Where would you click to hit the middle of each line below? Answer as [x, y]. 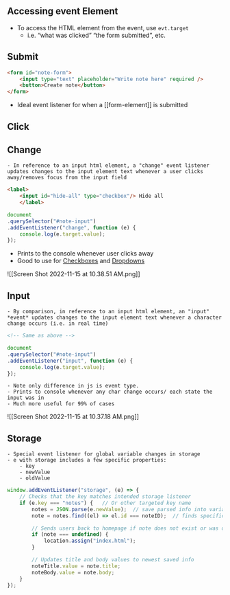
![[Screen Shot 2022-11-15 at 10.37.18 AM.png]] [73, 417]
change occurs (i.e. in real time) [58, 324]
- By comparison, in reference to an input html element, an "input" [108, 312]
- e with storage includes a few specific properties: [87, 460]
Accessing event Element [63, 11]
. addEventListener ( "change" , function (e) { [72, 227]
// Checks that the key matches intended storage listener [105, 497]
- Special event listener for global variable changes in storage [104, 454]
